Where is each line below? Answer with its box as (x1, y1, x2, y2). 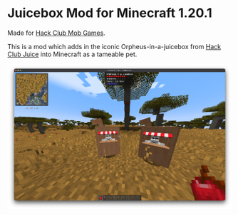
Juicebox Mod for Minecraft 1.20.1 (7, 5, 212, 21)
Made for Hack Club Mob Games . (7, 28, 105, 37)
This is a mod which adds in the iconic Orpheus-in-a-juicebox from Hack (7, 42, 222, 51)
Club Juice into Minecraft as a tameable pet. (7, 50, 138, 58)
